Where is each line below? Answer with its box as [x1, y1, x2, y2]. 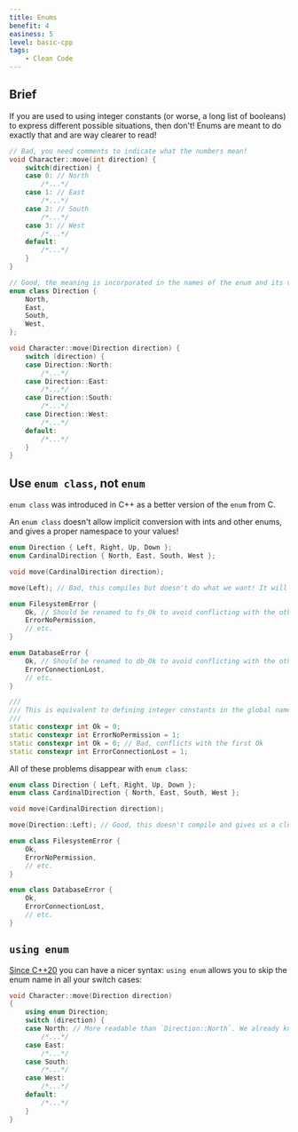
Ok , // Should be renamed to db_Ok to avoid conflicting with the [25, 656, 276, 666]
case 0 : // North [25, 171, 90, 180]
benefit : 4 [9, 21, 50, 30]
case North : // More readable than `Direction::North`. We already [25, 1025, 279, 1033]
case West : [25, 1073, 66, 1083]
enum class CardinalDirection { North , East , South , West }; [9, 788, 240, 797]
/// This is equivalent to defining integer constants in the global [9, 706, 272, 715]
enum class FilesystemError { [9, 836, 122, 845]
